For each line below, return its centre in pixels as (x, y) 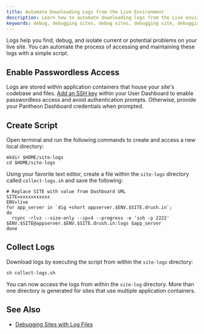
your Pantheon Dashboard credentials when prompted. (75, 106)
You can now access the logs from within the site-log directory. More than (100, 284)
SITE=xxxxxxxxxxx (28, 197)
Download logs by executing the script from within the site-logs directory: (100, 262)
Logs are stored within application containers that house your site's (90, 87)
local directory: (25, 146)
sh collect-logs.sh (31, 273)
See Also (23, 310)
